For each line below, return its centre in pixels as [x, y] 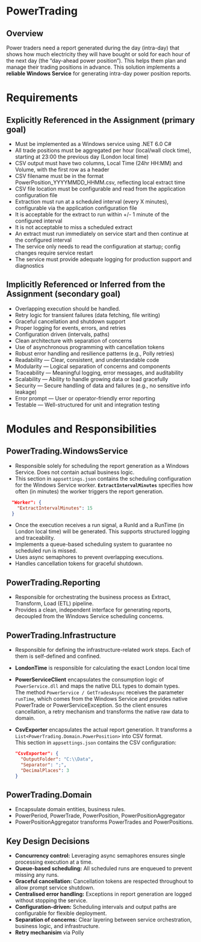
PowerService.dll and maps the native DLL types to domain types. [97, 686]
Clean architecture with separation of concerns [73, 340]
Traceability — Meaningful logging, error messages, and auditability [99, 373]
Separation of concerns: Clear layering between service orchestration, [103, 920]
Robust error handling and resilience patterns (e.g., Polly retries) [94, 353]
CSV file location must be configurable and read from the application [100, 189]
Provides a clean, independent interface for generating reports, [93, 610]
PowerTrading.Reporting [53, 582]
